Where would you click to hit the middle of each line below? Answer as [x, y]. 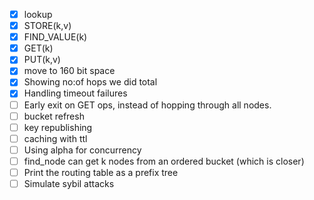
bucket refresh [54, 116]
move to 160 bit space [69, 71]
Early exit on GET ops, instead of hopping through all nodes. [147, 105]
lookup [38, 14]
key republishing [58, 127]
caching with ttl [55, 138]
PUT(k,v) [42, 60]
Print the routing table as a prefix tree [101, 172]
